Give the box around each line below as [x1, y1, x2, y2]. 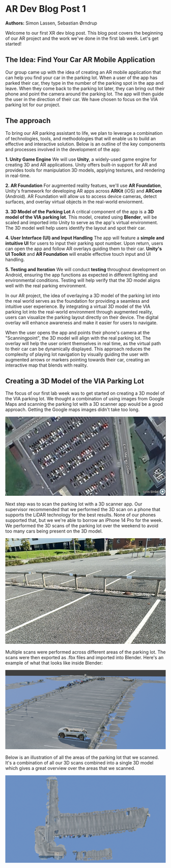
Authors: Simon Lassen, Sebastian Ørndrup [5, 20, 98, 26]
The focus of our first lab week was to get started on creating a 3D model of [5, 390, 165, 396]
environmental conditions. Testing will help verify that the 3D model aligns [5, 277, 160, 283]
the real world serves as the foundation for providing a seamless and [5, 298, 150, 304]
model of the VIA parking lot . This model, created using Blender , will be [5, 214, 157, 220]
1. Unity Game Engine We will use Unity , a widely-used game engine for [5, 156, 157, 162]
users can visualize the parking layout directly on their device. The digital [5, 314, 159, 320]
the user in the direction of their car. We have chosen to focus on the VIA [5, 96, 158, 102]
